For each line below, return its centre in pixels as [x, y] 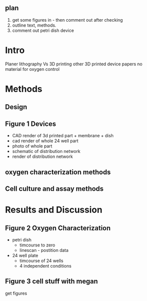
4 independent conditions [46, 266]
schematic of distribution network [46, 151]
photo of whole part [32, 146]
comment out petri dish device [43, 30]
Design [16, 107]
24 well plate [25, 255]
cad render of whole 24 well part [45, 141]
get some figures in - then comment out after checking [68, 20]
